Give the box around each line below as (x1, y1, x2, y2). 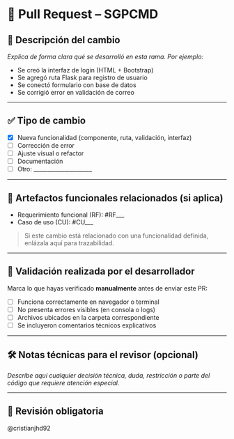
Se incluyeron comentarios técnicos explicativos (17, 321, 157, 330)
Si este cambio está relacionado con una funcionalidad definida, (24, 231, 209, 240)
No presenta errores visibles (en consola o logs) (17, 305, 155, 314)
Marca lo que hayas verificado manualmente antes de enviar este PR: (7, 284, 208, 292)
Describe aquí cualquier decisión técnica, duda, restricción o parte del (7, 371, 210, 379)
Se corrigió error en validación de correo (17, 88, 134, 96)
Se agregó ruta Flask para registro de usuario (17, 73, 148, 82)
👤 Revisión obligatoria (7, 406, 104, 417)
